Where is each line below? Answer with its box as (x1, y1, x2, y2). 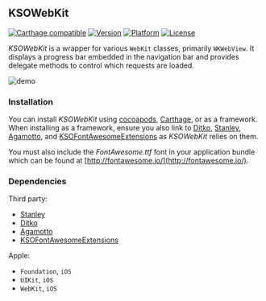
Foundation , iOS (19, 266, 72, 276)
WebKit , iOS (19, 283, 58, 293)
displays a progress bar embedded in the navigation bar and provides (8, 52, 239, 61)
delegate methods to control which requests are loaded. (8, 60, 195, 70)
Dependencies (8, 176, 67, 188)
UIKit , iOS (19, 275, 54, 285)
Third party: (8, 194, 48, 204)
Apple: (8, 251, 31, 261)
